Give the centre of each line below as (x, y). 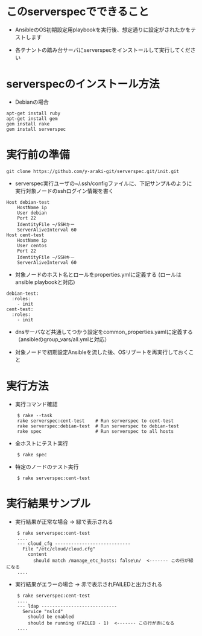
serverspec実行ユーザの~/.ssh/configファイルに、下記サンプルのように (103, 183)
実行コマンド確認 (36, 404)
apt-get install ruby (33, 113)
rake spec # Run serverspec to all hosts (95, 431)
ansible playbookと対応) (45, 282)
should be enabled (51, 617)
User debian (32, 213)
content (37, 554)
